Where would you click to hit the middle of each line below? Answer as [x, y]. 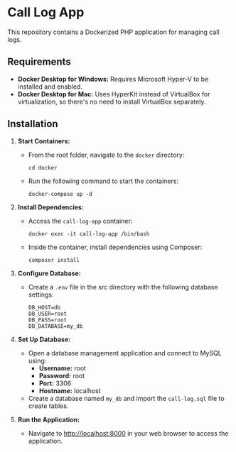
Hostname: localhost [70, 390]
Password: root [62, 375]
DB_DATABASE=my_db [55, 326]
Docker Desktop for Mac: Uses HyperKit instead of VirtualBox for [114, 94]
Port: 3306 [55, 383]
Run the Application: [49, 419]
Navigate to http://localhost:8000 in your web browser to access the [128, 433]
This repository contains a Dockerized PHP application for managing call [113, 32]
